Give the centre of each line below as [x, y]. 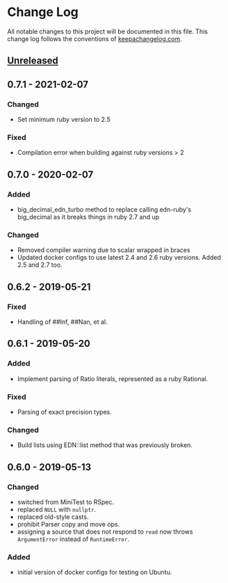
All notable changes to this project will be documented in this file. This [108, 31]
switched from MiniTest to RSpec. [66, 502]
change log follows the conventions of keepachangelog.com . [95, 38]
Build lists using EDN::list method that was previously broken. [105, 445]
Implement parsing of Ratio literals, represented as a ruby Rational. [113, 379]
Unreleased [33, 61]
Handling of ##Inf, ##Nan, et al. [62, 322]
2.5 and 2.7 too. [40, 265]
